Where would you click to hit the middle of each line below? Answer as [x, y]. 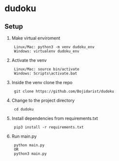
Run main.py [24, 136]
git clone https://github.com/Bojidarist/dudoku [64, 91]
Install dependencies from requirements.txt [55, 118]
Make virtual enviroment [36, 38]
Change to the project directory [43, 100]
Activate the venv [29, 60]
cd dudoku [24, 109]
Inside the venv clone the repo [42, 82]
